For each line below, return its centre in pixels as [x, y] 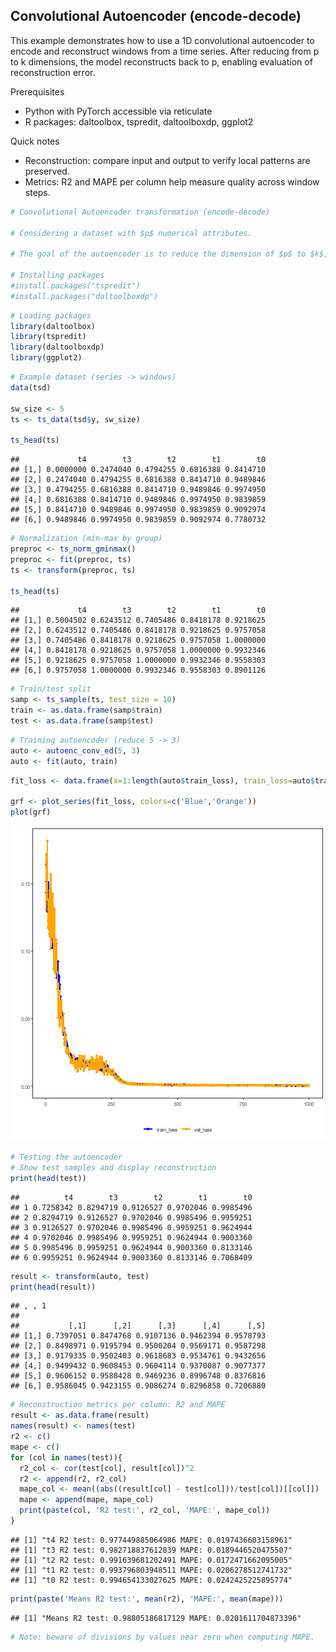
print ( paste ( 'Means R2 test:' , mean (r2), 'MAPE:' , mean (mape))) [147, 1599]
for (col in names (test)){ [66, 1457]
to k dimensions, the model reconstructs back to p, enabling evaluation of [161, 61]
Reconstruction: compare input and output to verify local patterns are [167, 160]
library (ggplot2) [46, 358]
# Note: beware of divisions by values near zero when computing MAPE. [162, 1637]
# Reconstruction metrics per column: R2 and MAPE [118, 1405]
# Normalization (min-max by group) [86, 539]
